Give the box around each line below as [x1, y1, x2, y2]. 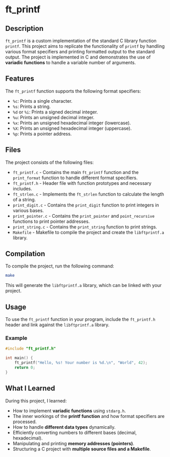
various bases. [12, 207, 44, 214]
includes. [12, 185, 32, 192]
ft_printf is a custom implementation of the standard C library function [5, 37, 157, 44]
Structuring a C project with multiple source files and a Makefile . [12, 446, 151, 452]
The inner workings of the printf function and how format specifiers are [12, 413, 165, 419]
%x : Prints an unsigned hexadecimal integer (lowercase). [12, 120, 131, 126]
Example [5, 335, 28, 342]
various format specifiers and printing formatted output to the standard [5, 49, 155, 54]
